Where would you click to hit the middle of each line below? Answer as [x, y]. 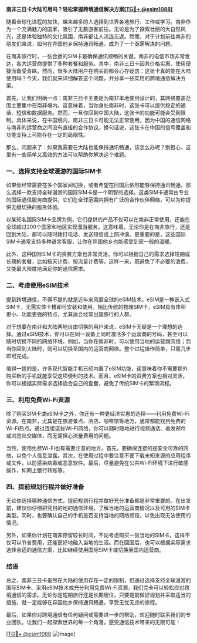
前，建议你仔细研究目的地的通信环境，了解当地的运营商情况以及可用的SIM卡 [98, 508]
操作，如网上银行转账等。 [37, 470]
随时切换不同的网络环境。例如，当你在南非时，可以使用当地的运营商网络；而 [98, 341]
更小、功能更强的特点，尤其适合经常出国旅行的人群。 [70, 314]
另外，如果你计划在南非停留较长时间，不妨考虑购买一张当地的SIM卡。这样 [96, 535]
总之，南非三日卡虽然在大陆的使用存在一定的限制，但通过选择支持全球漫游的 [98, 580]
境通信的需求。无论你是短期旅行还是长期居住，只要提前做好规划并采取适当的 [98, 595]
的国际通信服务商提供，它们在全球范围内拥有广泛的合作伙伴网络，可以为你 [96, 200]
